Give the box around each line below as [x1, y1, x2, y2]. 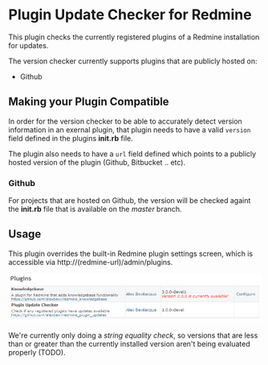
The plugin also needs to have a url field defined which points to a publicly [8, 148, 257, 158]
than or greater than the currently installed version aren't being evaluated [8, 339, 250, 349]
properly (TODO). [8, 347, 66, 358]
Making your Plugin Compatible [8, 95, 170, 109]
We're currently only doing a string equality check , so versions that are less [8, 331, 258, 340]
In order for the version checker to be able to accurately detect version [8, 116, 242, 126]
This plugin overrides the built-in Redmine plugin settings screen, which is [8, 249, 254, 258]
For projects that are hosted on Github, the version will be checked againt [8, 196, 251, 205]
